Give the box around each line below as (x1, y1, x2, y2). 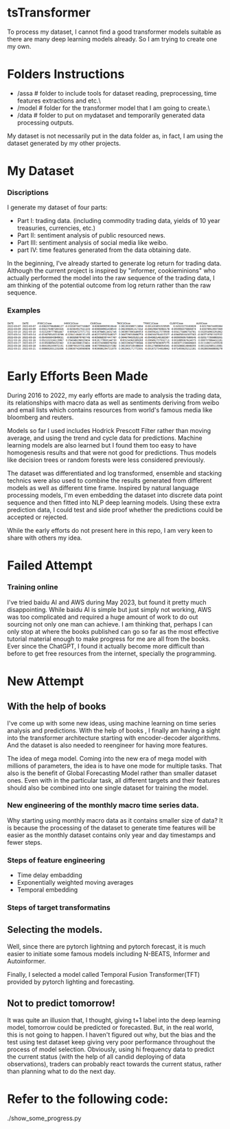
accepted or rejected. (7, 513, 69, 521)
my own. (7, 42, 32, 50)
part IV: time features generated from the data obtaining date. (16, 246, 192, 254)
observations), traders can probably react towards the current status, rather (7, 1059, 222, 1068)
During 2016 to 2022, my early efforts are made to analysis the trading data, (7, 391, 222, 400)
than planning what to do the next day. (7, 1067, 116, 1075)
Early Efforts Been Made (7, 368, 149, 384)
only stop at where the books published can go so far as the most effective (7, 627, 220, 635)
